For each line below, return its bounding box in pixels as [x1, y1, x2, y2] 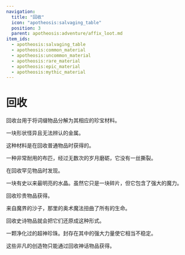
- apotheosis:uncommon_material [11, 53, 92, 58]
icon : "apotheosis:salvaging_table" [11, 19, 102, 25]
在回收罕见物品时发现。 [6, 167, 63, 174]
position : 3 [11, 25, 41, 31]
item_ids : [6, 36, 31, 42]
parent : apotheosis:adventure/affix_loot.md [11, 31, 123, 37]
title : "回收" [11, 14, 44, 20]
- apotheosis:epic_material [11, 63, 81, 70]
